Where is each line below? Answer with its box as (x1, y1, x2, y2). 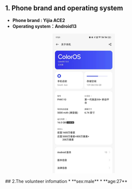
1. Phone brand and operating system (5, 4, 124, 12)
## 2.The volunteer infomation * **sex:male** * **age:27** (5, 178, 128, 184)
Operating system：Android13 (12, 23, 77, 29)
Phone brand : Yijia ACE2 (12, 17, 66, 23)
